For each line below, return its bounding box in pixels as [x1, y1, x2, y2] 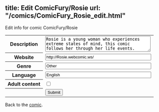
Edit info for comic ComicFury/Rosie [5, 25, 78, 30]
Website [14, 54, 34, 61]
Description [10, 41, 38, 48]
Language [12, 72, 36, 79]
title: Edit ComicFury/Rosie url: [5, 4, 101, 12]
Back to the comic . [5, 102, 43, 108]
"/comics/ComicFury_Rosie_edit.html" [5, 12, 126, 20]
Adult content [7, 81, 41, 87]
